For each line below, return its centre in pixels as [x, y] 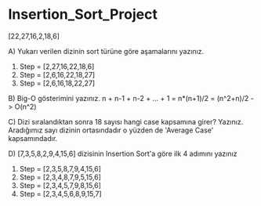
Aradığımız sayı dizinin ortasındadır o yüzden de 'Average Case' [111, 130]
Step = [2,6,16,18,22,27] [57, 83]
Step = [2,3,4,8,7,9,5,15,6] [60, 177]
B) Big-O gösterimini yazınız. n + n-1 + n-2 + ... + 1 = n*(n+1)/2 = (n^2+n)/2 [129, 98]
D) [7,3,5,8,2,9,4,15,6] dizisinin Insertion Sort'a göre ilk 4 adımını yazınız [123, 154]
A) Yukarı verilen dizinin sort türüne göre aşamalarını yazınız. [106, 51]
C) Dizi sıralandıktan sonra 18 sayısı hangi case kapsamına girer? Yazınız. [126, 121]
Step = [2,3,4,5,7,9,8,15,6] [60, 185]
